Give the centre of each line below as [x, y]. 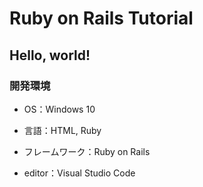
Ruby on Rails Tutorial [101, 18]
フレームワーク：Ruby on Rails [87, 151]
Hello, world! [50, 55]
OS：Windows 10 [59, 109]
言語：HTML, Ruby [62, 130]
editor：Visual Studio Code [79, 173]
